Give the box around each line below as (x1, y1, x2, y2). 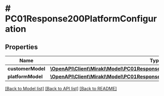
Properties (5, 43, 38, 51)
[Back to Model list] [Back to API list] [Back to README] (5, 86, 117, 91)
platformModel (7, 73, 43, 80)
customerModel (7, 65, 45, 72)
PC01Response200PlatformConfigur (5, 13, 157, 24)
